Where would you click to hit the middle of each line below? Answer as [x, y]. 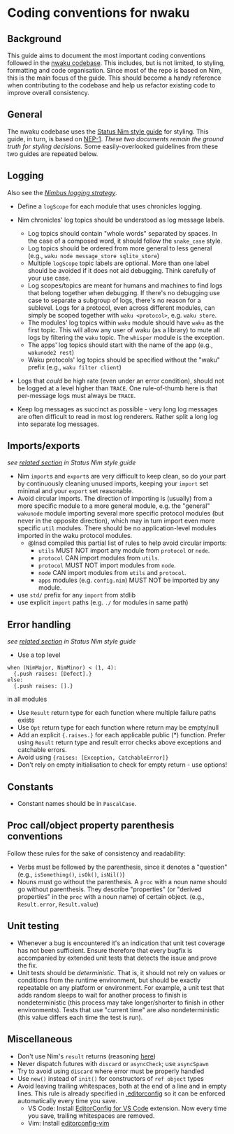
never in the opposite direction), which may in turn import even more [116, 521]
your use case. [49, 278]
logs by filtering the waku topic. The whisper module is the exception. [126, 337]
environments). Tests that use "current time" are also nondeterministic [118, 1009]
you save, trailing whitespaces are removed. [91, 1115]
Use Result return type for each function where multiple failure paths [117, 713]
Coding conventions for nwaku [98, 13]
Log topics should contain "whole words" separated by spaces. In [123, 233]
